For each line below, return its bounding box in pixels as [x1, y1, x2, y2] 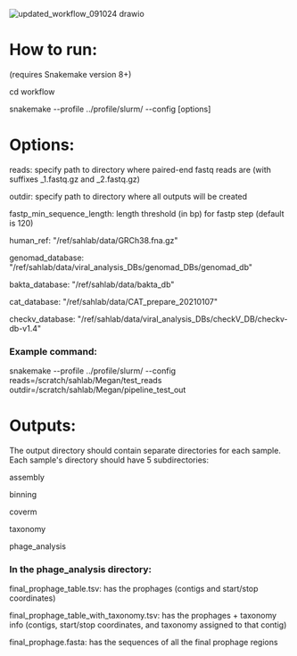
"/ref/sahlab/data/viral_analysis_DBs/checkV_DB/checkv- [77, 313, 288, 324]
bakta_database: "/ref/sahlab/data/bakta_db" [9, 279, 175, 290]
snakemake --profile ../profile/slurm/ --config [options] [9, 103, 211, 114]
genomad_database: [9, 252, 85, 263]
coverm [9, 506, 37, 517]
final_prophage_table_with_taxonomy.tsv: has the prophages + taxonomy [9, 611, 277, 621]
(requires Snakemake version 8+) [9, 69, 132, 79]
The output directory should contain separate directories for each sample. [9, 446, 281, 456]
